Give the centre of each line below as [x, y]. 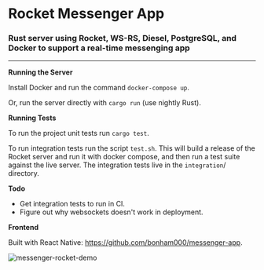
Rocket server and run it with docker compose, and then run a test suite [124, 157]
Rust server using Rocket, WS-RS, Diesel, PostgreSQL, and [123, 38]
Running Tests [32, 118]
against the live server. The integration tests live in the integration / [117, 165]
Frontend [24, 228]
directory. [24, 173]
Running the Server [40, 72]
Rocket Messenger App [86, 14]
